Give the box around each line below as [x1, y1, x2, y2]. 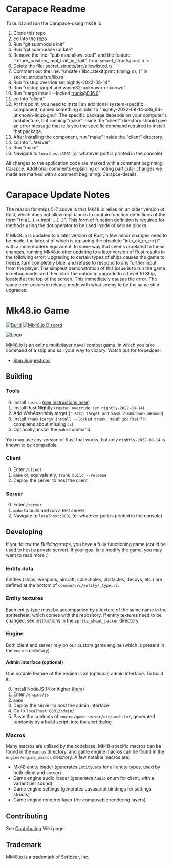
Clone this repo [13, 30, 46, 36]
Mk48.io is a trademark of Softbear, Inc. [6, 854, 90, 860]
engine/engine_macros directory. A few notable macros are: [6, 754, 130, 760]
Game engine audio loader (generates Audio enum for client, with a [13, 775, 154, 781]
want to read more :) [6, 552, 49, 558]
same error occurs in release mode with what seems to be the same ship [6, 281, 160, 288]
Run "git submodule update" [13, 46, 73, 52]
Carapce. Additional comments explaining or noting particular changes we [6, 165, 162, 172]
